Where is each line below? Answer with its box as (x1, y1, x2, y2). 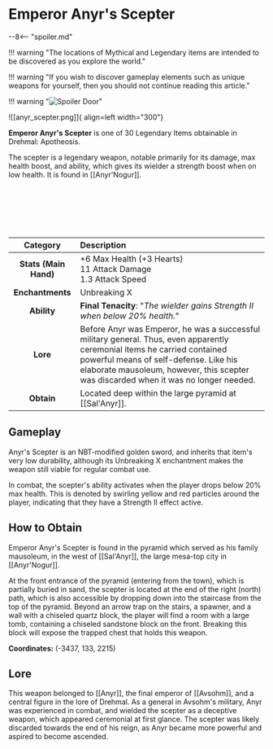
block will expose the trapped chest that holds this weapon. (8, 628, 208, 637)
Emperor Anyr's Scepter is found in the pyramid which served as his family (8, 542, 258, 552)
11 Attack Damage (80, 263, 152, 274)
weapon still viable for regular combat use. (8, 464, 152, 474)
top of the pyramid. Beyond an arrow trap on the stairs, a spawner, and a (8, 602, 252, 611)
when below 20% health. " (80, 310, 180, 322)
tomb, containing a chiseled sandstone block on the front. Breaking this (8, 619, 248, 629)
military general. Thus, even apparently (80, 333, 229, 344)
